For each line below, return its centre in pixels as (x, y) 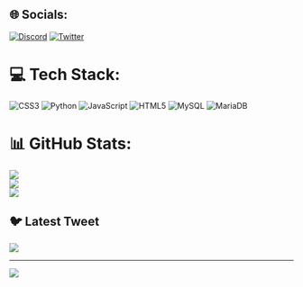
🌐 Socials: (39, 15)
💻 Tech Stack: (65, 75)
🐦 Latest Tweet (55, 222)
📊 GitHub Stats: (71, 143)
